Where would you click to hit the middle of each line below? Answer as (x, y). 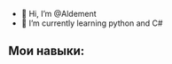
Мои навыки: (47, 51)
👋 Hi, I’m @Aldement (59, 14)
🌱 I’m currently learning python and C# (92, 23)
